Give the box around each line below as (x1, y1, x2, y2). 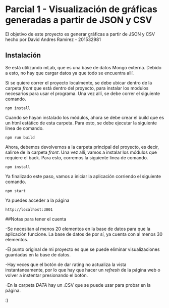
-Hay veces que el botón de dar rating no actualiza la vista (5, 261, 127, 268)
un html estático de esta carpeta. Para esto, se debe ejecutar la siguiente (5, 120, 157, 126)
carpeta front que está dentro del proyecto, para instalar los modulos (5, 85, 149, 91)
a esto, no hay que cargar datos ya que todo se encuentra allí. (5, 70, 134, 76)
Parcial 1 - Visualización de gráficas (5, 4, 157, 15)
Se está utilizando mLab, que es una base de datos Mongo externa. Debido (5, 64, 161, 70)
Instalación (5, 51, 41, 60)
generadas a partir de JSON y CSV (5, 14, 152, 26)
